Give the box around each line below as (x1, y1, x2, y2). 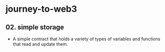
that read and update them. (12, 41, 68, 47)
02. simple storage (5, 23, 64, 31)
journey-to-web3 (5, 3, 78, 15)
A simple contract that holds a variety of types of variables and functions (12, 36, 161, 42)
